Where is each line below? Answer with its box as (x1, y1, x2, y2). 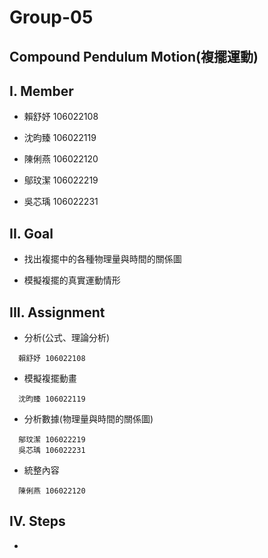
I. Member (9, 82, 74, 100)
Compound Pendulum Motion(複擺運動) (9, 48, 259, 65)
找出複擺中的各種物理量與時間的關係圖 (23, 253, 182, 265)
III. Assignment (9, 304, 106, 321)
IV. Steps (9, 513, 66, 530)
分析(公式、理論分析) (23, 332, 111, 344)
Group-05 (9, 6, 94, 29)
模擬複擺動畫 (23, 372, 77, 385)
